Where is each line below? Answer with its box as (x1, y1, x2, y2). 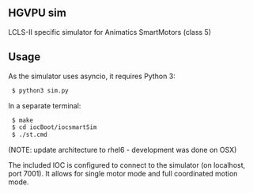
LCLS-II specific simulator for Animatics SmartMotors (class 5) (8, 27, 212, 36)
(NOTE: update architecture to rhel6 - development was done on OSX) (8, 146, 237, 155)
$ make (11, 116, 34, 124)
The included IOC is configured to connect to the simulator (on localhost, (8, 161, 246, 170)
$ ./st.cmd (11, 131, 47, 139)
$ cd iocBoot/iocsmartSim (11, 123, 97, 131)
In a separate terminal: (8, 100, 81, 110)
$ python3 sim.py (11, 86, 69, 94)
